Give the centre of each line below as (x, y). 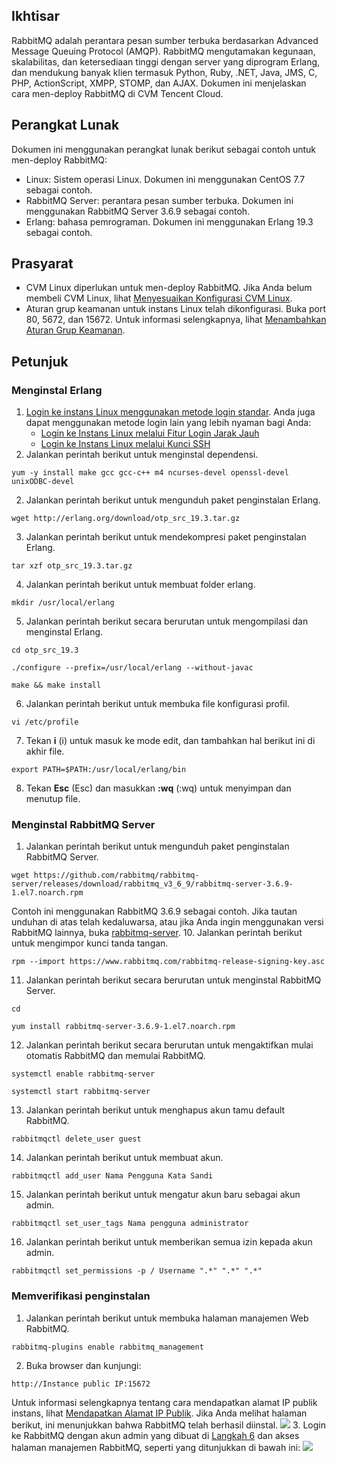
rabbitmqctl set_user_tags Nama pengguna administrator (130, 1224)
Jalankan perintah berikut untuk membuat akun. (124, 1158)
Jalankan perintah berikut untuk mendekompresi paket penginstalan (166, 537)
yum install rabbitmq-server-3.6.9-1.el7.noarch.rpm (123, 1027)
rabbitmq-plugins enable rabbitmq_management (107, 1347)
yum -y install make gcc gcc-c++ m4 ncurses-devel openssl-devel (150, 473)
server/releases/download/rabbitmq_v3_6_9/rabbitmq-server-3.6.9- (152, 884)
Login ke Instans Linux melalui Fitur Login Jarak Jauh (150, 433)
